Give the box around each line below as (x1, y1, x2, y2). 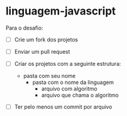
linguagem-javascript (5, 4, 116, 18)
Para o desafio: (5, 24, 43, 31)
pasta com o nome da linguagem (32, 79, 114, 86)
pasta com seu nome (23, 72, 76, 80)
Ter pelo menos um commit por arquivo (14, 103, 113, 111)
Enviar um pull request (14, 48, 70, 55)
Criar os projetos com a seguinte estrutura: (14, 60, 122, 68)
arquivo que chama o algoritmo (41, 92, 119, 99)
